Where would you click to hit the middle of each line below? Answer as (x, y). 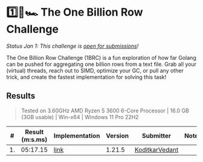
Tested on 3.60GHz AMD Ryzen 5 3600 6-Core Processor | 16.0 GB (105, 111)
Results (21, 96)
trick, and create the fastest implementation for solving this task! (86, 77)
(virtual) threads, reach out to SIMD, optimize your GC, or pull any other (95, 70)
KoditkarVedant (156, 149)
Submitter (156, 135)
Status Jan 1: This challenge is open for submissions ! (72, 46)
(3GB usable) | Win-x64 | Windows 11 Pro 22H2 (80, 117)
